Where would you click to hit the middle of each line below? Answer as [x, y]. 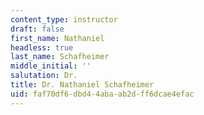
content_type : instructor [64, 19]
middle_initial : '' [51, 66]
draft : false [37, 29]
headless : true [42, 47]
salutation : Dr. [44, 76]
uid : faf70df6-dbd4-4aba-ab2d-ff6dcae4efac [102, 94]
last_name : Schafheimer [60, 57]
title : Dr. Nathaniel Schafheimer [82, 85]
